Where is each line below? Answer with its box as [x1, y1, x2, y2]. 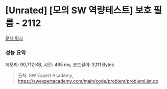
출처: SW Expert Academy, [17, 72, 74, 79]
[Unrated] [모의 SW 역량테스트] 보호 [5, 5, 152, 16]
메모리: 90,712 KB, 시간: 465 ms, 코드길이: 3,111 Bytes [5, 62, 114, 68]
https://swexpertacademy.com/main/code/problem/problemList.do [17, 78, 159, 84]
